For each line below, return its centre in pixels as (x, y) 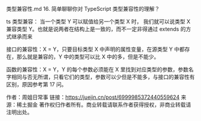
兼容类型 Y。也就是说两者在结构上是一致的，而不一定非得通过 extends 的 (96, 29)
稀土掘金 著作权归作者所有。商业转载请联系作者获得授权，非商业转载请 (104, 105)
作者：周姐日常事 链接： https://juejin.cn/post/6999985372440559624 (93, 97)
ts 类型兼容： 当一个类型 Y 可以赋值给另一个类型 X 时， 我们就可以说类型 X (98, 22)
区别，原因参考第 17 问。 (36, 84)
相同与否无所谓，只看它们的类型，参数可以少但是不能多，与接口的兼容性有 (103, 77)
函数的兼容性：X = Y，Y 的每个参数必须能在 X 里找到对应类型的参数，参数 (98, 69)
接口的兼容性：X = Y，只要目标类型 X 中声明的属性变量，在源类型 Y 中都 (95, 49)
